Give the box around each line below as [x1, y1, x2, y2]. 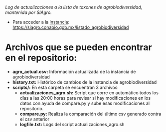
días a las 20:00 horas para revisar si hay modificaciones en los [19, 95, 151, 101]
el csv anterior [19, 116, 50, 122]
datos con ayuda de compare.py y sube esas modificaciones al [19, 100, 150, 106]
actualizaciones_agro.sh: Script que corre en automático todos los [19, 89, 159, 96]
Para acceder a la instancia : [12, 19, 70, 25]
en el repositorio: [5, 52, 77, 64]
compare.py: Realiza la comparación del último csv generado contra [19, 111, 162, 117]
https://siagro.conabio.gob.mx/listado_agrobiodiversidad [12, 24, 129, 30]
